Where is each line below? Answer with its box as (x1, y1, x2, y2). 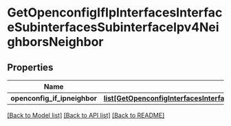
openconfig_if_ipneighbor (10, 94, 98, 103)
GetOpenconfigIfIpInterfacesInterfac (7, 5, 223, 21)
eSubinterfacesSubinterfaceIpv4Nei (7, 19, 219, 35)
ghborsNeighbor (7, 34, 104, 50)
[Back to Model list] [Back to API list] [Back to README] (7, 112, 165, 119)
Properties (7, 61, 54, 73)
